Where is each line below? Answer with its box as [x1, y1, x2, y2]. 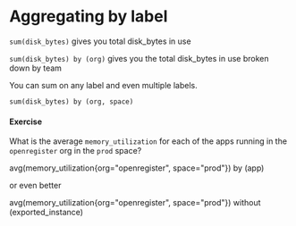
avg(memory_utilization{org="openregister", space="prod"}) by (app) [9, 163, 265, 173]
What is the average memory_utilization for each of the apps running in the [9, 136, 288, 146]
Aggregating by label [9, 6, 168, 27]
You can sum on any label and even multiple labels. [9, 80, 199, 90]
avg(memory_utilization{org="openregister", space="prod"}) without [9, 197, 261, 208]
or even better [9, 180, 62, 191]
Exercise [9, 116, 43, 127]
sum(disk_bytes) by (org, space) [9, 96, 134, 106]
